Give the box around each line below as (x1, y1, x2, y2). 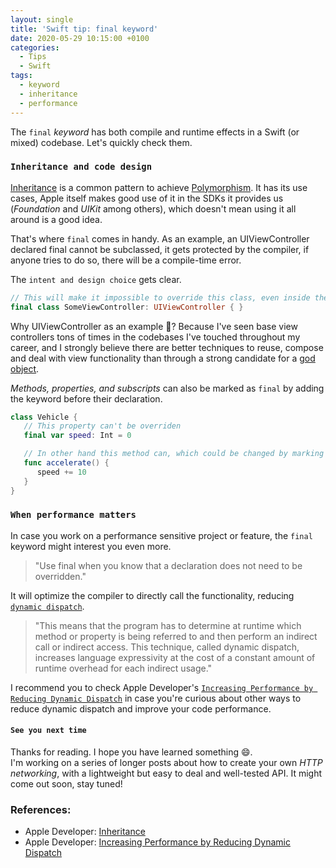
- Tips (19, 52, 47, 62)
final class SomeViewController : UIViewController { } (10, 302, 244, 312)
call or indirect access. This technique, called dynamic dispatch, (34, 641, 300, 653)
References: (10, 802, 72, 816)
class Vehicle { (10, 412, 78, 422)
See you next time (10, 726, 87, 736)
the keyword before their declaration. (10, 392, 163, 405)
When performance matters (10, 509, 137, 521)
